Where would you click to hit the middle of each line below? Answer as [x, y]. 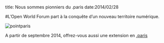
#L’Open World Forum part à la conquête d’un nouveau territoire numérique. [82, 16]
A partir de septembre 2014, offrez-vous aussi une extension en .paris [76, 35]
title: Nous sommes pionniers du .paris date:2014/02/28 [62, 7]
